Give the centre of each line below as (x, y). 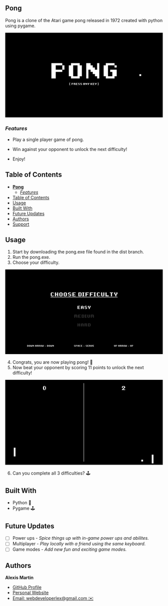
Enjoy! (19, 159)
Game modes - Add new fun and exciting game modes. (69, 549)
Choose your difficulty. (36, 262)
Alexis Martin (19, 578)
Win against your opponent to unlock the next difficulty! (70, 149)
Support (21, 224)
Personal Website (30, 593)
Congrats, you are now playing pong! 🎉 (52, 362)
